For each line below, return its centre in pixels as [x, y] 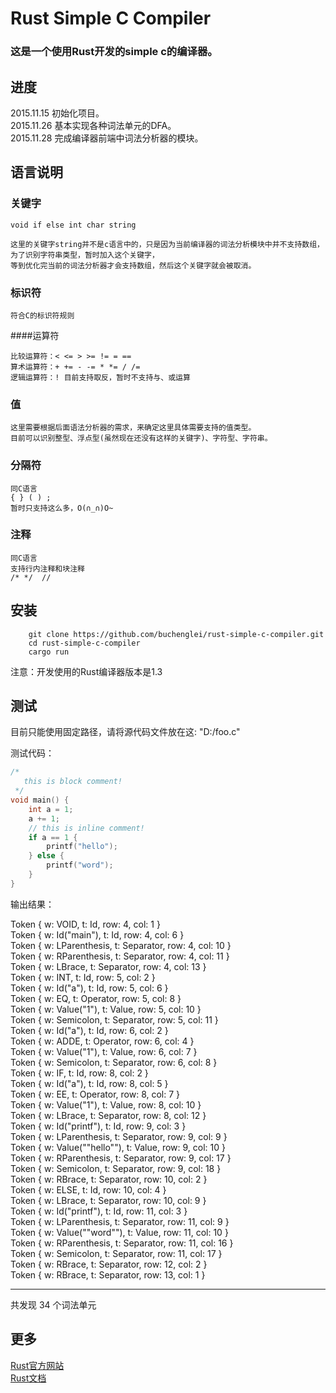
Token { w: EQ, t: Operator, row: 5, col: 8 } [96, 998]
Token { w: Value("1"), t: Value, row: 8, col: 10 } [106, 1104]
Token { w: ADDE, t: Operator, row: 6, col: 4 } [102, 1041]
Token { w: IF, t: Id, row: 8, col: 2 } [79, 1073]
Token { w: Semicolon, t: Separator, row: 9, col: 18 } [116, 1168]
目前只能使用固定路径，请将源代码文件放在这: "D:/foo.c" [125, 732]
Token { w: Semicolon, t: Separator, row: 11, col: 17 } [116, 1253]
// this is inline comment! [86, 828]
